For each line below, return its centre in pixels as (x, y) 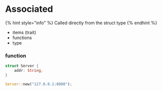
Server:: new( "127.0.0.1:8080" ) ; (39, 84)
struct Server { (22, 66)
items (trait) (24, 32)
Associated (29, 9)
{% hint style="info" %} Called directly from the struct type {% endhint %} (81, 23)
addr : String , (29, 71)
